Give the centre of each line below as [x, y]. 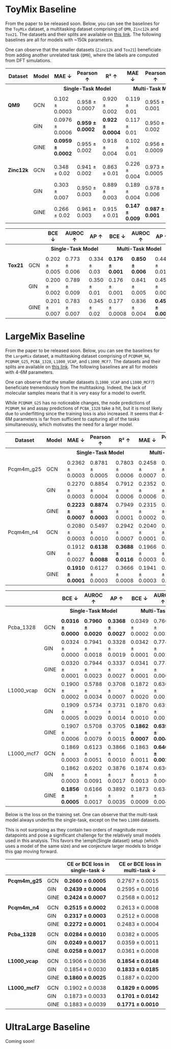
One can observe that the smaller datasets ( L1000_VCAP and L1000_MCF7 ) [80, 382]
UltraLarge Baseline [48, 1027]
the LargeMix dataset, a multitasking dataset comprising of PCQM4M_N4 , [78, 356]
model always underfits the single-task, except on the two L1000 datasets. [83, 820]
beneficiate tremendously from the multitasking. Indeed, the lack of [76, 387]
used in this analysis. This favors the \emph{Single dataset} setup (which [82, 840]
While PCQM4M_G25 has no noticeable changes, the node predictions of [78, 402]
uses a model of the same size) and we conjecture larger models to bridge [83, 846]
